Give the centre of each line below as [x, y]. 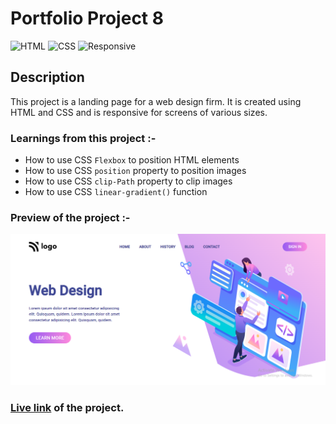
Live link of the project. [67, 407]
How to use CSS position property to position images [135, 171]
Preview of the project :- [70, 217]
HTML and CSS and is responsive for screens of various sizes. [139, 112]
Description [47, 77]
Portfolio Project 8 [87, 18]
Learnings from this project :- [83, 138]
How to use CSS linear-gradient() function [116, 192]
